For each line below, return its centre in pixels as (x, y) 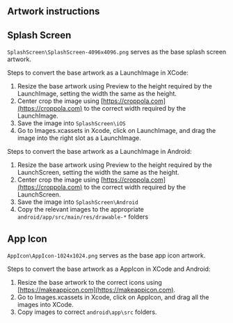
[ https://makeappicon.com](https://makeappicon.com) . (96, 290)
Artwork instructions (54, 11)
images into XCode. (46, 305)
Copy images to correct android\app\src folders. (87, 312)
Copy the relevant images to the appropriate (81, 210)
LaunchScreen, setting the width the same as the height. (98, 173)
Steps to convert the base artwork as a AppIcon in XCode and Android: (109, 269)
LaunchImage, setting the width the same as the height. (97, 94)
